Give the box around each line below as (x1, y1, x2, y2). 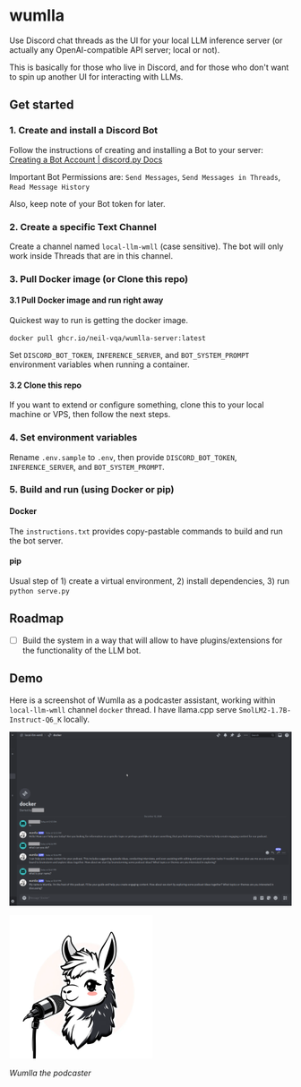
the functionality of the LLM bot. (21, 645, 142, 655)
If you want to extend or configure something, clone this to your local (9, 399, 264, 410)
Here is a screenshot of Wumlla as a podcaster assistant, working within (9, 695, 276, 706)
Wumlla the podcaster (9, 1067, 91, 1079)
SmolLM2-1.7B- (238, 706, 291, 715)
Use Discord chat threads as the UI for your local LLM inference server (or (9, 35, 283, 46)
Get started (9, 98, 74, 113)
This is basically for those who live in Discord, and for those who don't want (9, 62, 289, 73)
